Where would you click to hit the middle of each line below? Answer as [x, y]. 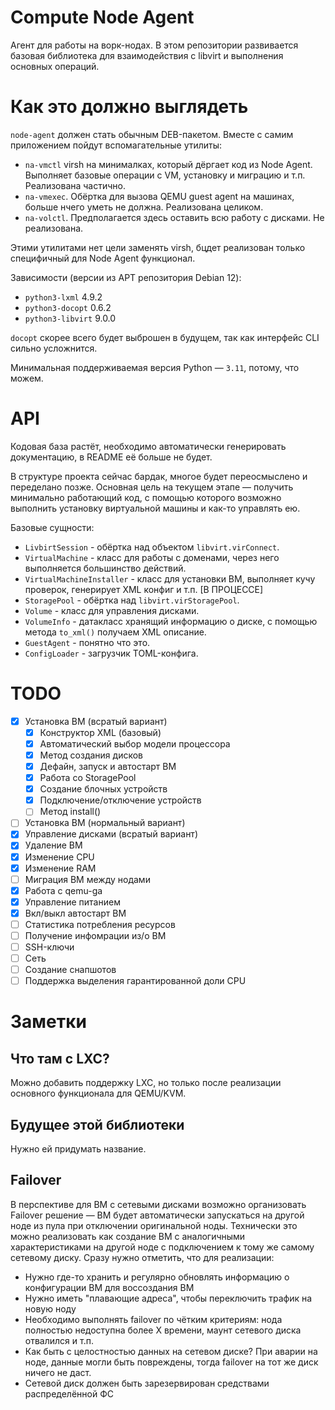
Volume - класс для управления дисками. [112, 610]
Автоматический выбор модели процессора [135, 743]
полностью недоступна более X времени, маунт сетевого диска [163, 1330]
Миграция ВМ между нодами [87, 879]
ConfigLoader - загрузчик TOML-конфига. [111, 653]
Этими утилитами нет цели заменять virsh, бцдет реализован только [158, 247]
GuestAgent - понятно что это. [87, 642]
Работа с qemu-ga [63, 890]
